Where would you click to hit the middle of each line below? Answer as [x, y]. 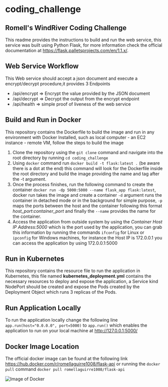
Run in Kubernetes [35, 259]
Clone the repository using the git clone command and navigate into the [88, 152]
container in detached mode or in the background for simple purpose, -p [87, 200]
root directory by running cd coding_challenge [60, 158]
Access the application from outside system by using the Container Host [88, 221]
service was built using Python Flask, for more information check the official [84, 45]
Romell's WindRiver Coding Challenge [66, 28]
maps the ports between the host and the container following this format [87, 206]
